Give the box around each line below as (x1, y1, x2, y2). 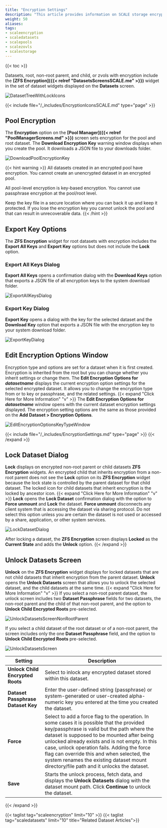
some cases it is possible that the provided (44, 720, 145, 726)
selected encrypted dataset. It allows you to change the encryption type (5, 385, 153, 391)
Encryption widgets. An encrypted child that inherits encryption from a (5, 469, 151, 475)
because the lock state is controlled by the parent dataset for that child (5, 480, 151, 486)
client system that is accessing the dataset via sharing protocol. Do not (5, 506, 151, 513)
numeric (44, 699, 64, 706)
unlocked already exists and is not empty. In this (44, 738, 157, 745)
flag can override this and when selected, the (44, 750, 150, 757)
